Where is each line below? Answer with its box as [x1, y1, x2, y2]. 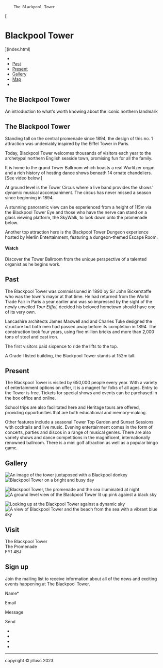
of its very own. [5, 309, 36, 315]
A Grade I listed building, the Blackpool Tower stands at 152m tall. [5, 352, 136, 358]
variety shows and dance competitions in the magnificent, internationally [5, 435, 150, 440]
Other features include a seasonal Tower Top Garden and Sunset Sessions [5, 419, 154, 425]
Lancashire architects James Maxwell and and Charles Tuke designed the [5, 318, 152, 324]
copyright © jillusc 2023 [5, 657, 54, 663]
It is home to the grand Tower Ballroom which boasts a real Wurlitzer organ [5, 164, 155, 170]
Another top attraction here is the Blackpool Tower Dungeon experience [5, 229, 149, 235]
